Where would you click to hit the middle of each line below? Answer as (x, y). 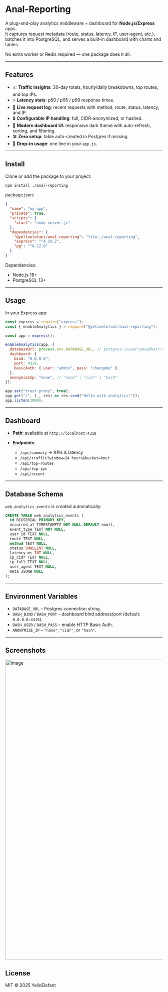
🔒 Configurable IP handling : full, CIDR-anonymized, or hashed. (77, 118)
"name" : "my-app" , (29, 209)
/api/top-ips (33, 469)
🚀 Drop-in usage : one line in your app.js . (55, 144)
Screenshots (25, 650)
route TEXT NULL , (28, 539)
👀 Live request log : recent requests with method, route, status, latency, (86, 107)
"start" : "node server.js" (42, 223)
